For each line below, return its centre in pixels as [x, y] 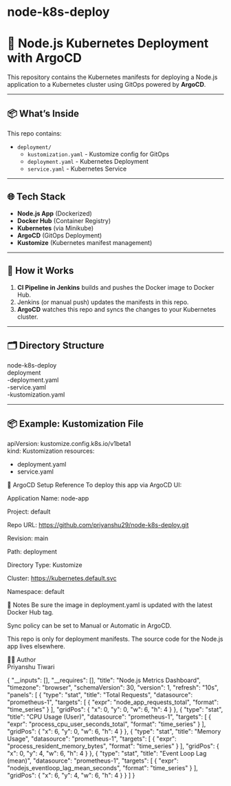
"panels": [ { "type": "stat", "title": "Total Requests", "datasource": [100, 695]
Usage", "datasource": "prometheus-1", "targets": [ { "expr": [92, 739]
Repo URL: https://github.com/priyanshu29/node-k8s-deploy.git [98, 525]
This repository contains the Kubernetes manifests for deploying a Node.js [112, 77]
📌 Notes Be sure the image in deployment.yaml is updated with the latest [110, 605]
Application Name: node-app [48, 498]
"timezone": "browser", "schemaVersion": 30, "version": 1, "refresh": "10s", [113, 688]
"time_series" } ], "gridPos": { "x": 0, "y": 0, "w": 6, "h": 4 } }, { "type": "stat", [115, 710]
